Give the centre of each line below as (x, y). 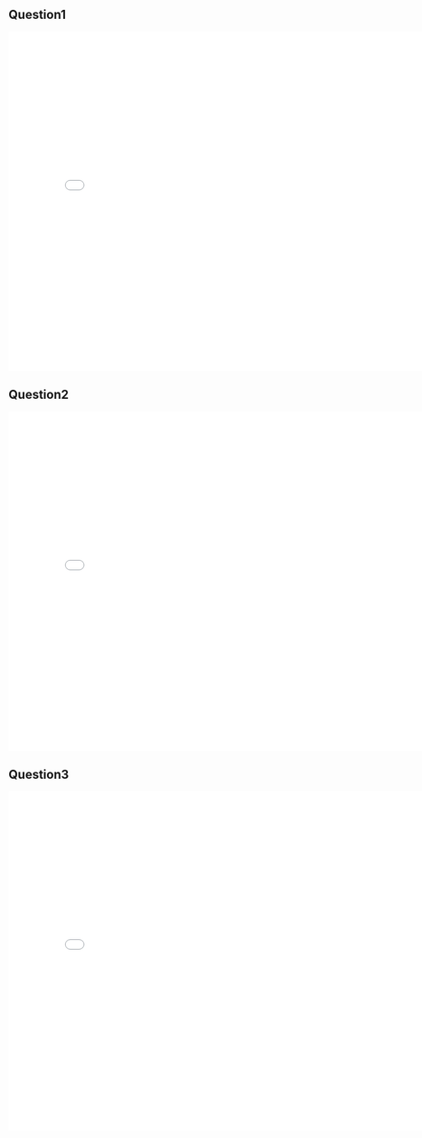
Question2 (39, 395)
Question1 (38, 15)
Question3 (39, 775)
